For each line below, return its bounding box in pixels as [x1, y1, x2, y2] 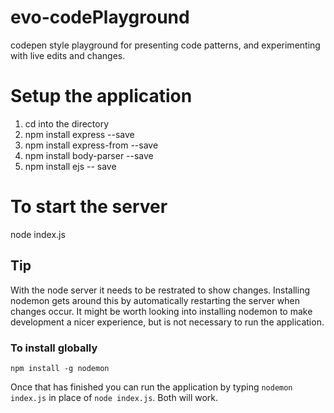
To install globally [10, 341, 98, 355]
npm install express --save [24, 128, 135, 140]
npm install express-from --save [24, 139, 159, 151]
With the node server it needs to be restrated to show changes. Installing [10, 284, 311, 296]
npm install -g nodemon [10, 363, 110, 373]
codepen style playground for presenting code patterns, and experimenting [10, 39, 321, 51]
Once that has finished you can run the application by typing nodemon [10, 381, 293, 393]
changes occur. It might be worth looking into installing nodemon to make [10, 305, 313, 317]
